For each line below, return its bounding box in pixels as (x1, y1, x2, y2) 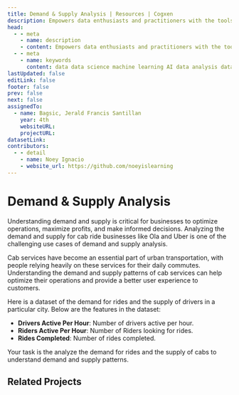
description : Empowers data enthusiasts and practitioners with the (7, 17, 215, 24)
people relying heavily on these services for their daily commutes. (7, 260, 201, 269)
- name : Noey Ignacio (20, 156, 84, 164)
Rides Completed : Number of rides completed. (17, 334, 156, 342)
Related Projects (7, 376, 82, 388)
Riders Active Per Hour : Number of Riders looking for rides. (17, 326, 193, 335)
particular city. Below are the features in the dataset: (7, 305, 161, 313)
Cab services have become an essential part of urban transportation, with (7, 253, 224, 262)
